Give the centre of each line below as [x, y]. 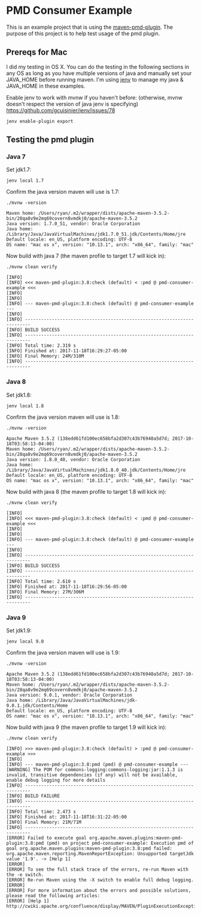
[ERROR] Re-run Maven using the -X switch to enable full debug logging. [100, 880]
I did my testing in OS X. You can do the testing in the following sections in [98, 67]
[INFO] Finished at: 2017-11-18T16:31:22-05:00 [67, 817]
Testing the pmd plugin [50, 139]
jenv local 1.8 [25, 406]
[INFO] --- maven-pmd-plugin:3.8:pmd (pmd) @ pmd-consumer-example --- [97, 765]
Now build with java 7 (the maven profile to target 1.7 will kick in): [86, 256]
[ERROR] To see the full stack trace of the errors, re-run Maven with [97, 870]
